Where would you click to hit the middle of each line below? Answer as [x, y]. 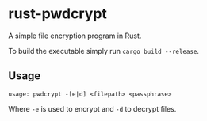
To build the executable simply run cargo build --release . [104, 51]
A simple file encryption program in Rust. [75, 36]
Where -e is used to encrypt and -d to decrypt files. [92, 108]
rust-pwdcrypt [57, 14]
